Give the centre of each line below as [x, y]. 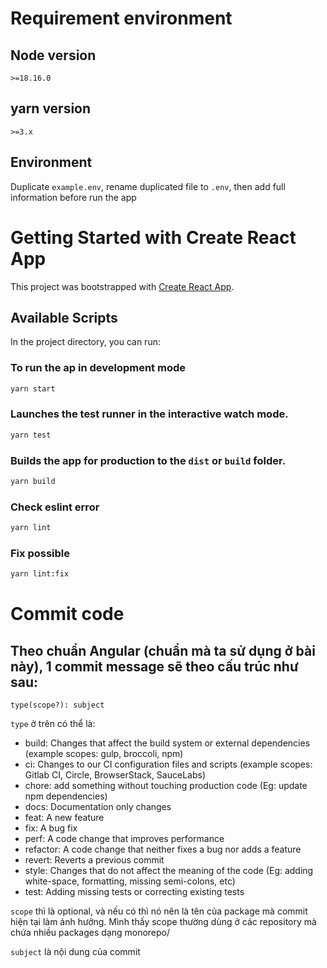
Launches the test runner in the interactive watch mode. [149, 414]
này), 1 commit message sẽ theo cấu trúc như [154, 666]
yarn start [33, 388]
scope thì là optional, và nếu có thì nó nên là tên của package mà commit [159, 911]
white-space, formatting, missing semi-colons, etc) [130, 881]
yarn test [31, 435]
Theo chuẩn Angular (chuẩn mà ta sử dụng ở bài [163, 650]
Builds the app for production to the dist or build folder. [148, 460]
